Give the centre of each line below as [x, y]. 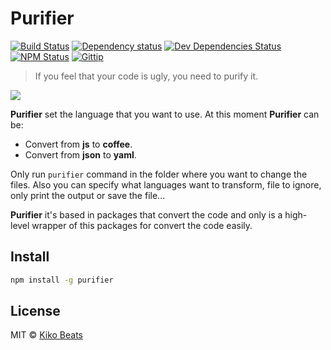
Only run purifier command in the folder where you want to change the [159, 174]
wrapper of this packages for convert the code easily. [142, 225]
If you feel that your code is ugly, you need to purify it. [146, 76]
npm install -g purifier [62, 280]
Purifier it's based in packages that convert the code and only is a [146, 214]
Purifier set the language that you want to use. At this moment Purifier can [165, 114]
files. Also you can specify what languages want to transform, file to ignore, [166, 184]
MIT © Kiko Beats [46, 335]
